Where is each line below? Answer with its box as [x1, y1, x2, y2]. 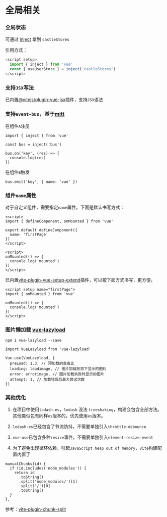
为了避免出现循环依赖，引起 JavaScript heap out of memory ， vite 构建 [12, 445, 158, 451]
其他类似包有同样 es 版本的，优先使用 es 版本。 [12, 413, 106, 419]
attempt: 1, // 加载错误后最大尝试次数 [10, 377, 85, 382]
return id [14, 471, 35, 476]
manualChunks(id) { [5, 461, 46, 466]
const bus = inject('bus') [5, 142, 62, 147]
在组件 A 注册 [5, 123, 30, 129]
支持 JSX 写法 [5, 84, 34, 91]
